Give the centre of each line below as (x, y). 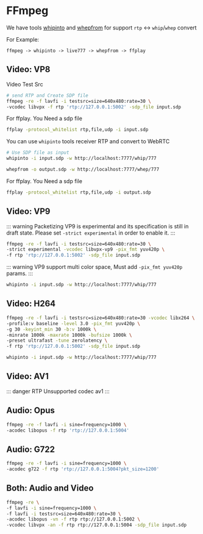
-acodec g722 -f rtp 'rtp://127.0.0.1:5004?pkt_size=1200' (83, 469)
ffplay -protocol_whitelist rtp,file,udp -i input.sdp (77, 130)
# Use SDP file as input (38, 153)
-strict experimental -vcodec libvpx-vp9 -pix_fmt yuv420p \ (86, 250)
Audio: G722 (30, 449)
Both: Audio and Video (50, 488)
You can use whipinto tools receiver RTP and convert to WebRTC (88, 141)
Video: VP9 (28, 212)
